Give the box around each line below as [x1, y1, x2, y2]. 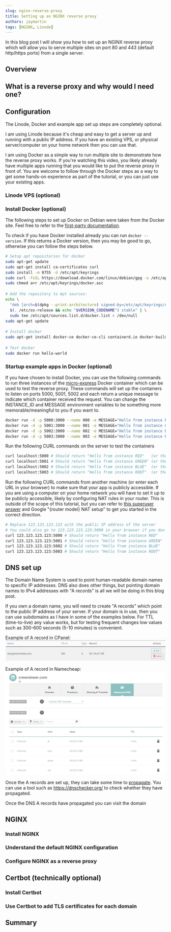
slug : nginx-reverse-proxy [5, 8, 63, 13]
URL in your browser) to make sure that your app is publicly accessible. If [5, 484, 159, 490]
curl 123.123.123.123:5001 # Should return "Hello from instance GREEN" [5, 538, 163, 543]
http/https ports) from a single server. [5, 50, 84, 56]
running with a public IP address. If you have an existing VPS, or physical [5, 136, 158, 143]
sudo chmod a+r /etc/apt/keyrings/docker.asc [5, 281, 103, 286]
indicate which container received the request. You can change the [5, 396, 146, 402]
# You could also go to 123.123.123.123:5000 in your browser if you [5, 527, 156, 533]
